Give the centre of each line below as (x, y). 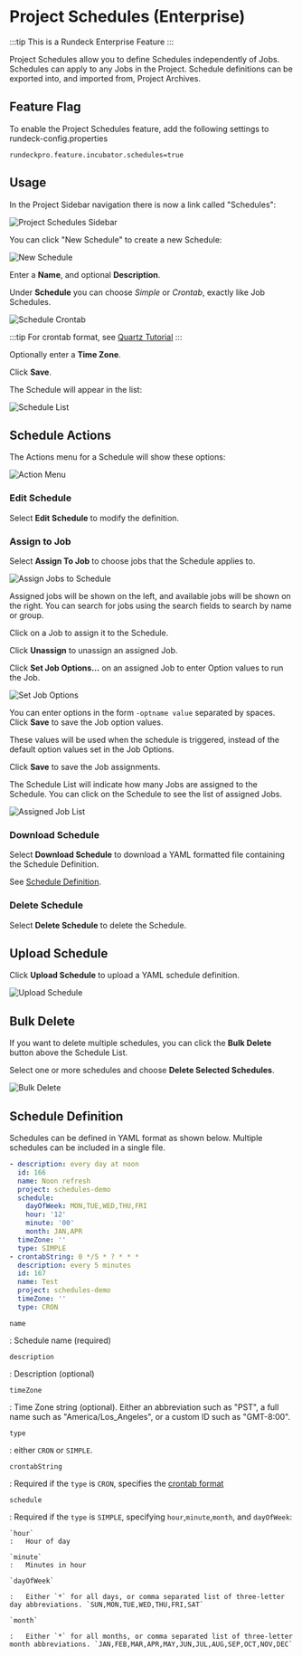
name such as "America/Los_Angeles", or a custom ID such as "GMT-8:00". (150, 1416)
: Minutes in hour (48, 1565)
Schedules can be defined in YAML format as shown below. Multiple (136, 1138)
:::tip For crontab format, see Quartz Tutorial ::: (96, 337)
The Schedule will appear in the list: (76, 389)
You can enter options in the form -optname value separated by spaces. (142, 712)
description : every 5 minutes (74, 1265)
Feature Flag (45, 107)
